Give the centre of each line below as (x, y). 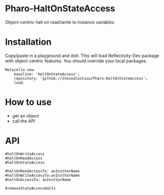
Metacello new (20, 70)
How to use (28, 102)
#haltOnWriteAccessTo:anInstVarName (42, 175)
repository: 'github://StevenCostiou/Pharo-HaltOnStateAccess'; (81, 78)
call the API (23, 121)
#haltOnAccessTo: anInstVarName (38, 180)
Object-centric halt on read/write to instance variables (60, 22)
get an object (25, 115)
